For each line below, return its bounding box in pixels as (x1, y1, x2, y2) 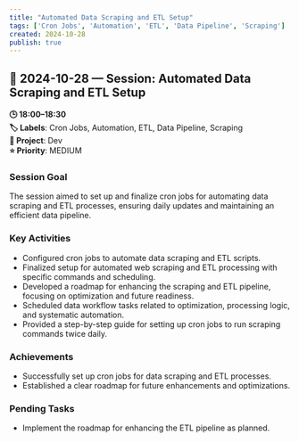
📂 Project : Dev (9, 135, 62, 146)
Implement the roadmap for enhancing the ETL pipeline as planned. (21, 422, 270, 433)
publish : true (9, 37, 62, 47)
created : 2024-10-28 (9, 29, 87, 38)
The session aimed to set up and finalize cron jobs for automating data (9, 191, 269, 201)
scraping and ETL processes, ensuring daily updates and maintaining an (9, 201, 275, 211)
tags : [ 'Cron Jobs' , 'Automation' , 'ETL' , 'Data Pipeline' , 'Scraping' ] (9, 21, 286, 30)
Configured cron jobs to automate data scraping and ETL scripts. (21, 252, 262, 263)
